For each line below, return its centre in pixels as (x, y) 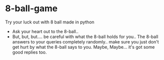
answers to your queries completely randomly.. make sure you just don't (85, 41)
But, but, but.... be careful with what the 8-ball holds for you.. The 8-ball (85, 37)
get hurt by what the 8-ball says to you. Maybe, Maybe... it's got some (83, 47)
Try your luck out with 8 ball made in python (50, 22)
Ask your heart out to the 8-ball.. (45, 31)
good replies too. (29, 52)
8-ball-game (31, 9)
